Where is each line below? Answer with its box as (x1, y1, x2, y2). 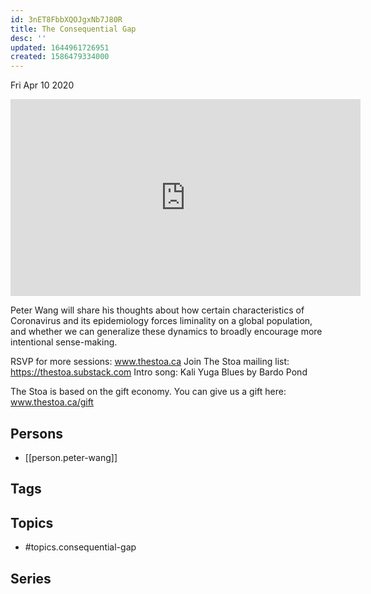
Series (10, 570, 52, 587)
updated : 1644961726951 (10, 42, 110, 53)
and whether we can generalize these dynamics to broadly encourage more (10, 326, 323, 338)
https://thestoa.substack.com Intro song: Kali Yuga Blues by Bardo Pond (10, 366, 308, 378)
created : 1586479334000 (10, 52, 110, 62)
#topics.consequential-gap (24, 541, 137, 553)
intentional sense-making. (10, 336, 118, 348)
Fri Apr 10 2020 (10, 79, 75, 91)
